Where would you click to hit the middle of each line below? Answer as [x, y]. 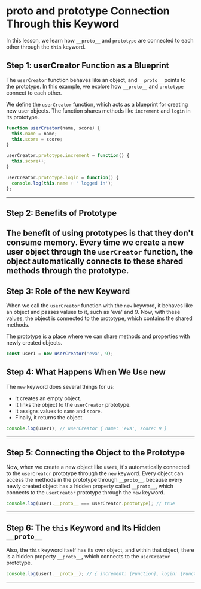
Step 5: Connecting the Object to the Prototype [96, 453]
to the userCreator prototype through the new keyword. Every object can [95, 473]
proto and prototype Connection [88, 11]
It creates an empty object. [48, 398]
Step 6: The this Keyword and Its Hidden [84, 528]
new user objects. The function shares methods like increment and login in [98, 111]
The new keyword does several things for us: [60, 386]
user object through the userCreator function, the [100, 252]
